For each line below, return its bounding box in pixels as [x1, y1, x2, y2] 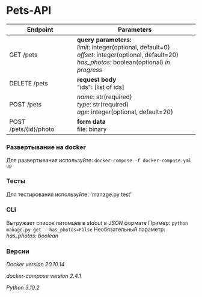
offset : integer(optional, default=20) [77, 51, 179, 59]
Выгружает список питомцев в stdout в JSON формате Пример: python [6, 219, 188, 226]
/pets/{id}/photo [9, 124, 55, 133]
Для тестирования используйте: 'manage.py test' [6, 191, 132, 198]
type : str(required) [77, 100, 129, 108]
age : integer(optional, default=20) [77, 108, 173, 116]
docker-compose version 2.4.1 [6, 272, 81, 280]
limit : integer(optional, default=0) [77, 43, 170, 51]
